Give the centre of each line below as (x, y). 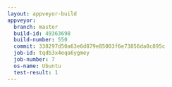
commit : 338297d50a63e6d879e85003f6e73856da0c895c (90, 46)
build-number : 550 (41, 40)
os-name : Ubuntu (37, 66)
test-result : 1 (36, 72)
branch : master (36, 27)
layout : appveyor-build (42, 14)
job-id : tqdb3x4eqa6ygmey (52, 53)
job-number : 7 (34, 60)
